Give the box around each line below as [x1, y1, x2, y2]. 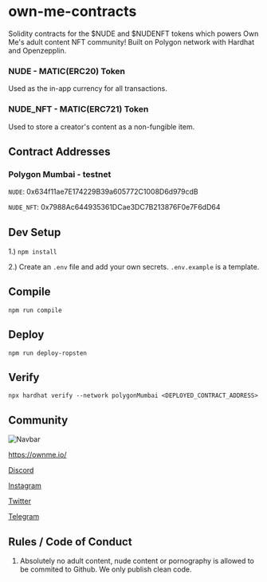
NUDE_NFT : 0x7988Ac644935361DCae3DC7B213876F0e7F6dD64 [8, 203, 221, 212]
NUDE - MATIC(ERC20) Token [8, 65, 126, 77]
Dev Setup [8, 226, 61, 239]
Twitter [8, 497, 32, 506]
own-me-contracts [8, 2, 137, 21]
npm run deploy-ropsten [8, 349, 88, 357]
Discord [8, 466, 34, 475]
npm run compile [8, 306, 62, 314]
